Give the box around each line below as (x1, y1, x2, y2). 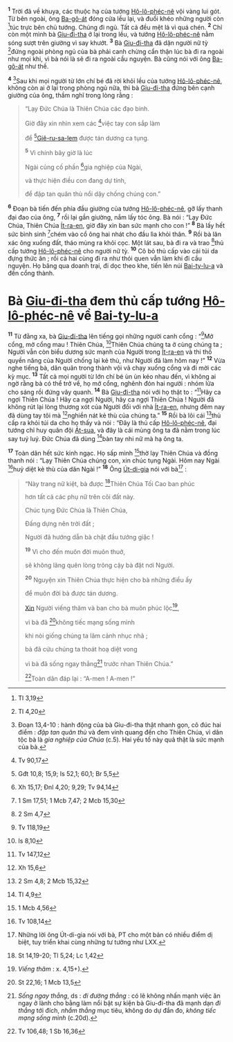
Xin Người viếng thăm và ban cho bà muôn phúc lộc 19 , (24, 602, 180, 612)
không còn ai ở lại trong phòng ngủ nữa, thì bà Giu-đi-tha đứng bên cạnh (8, 84, 215, 92)
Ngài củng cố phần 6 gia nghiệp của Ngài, (24, 162, 143, 171)
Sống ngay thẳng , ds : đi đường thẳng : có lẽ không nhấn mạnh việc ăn (17, 991, 221, 1000)
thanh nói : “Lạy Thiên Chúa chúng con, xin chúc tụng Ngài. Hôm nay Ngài (8, 456, 220, 465)
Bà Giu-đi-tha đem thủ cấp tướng (8, 294, 201, 309)
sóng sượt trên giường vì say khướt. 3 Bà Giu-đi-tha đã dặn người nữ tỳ (8, 37, 208, 47)
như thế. (24, 62, 49, 70)
